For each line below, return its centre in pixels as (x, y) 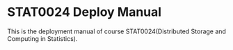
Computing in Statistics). (42, 38)
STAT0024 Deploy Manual (85, 12)
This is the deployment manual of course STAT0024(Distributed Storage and (116, 31)
